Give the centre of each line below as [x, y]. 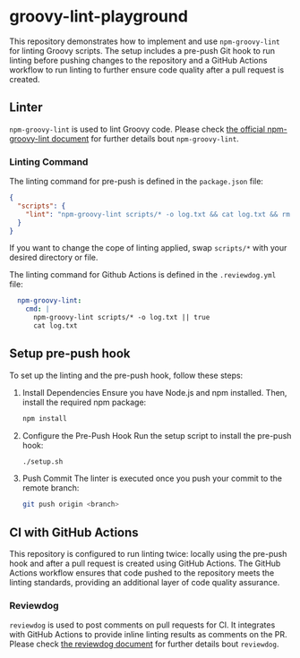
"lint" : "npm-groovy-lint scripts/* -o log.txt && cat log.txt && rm [158, 214]
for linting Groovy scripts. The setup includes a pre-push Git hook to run [142, 50]
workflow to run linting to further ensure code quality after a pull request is [147, 70]
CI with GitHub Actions [74, 532]
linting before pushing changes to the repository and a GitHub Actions [138, 60]
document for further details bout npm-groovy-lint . [145, 138]
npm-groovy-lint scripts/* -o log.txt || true [121, 318]
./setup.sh [43, 461]
